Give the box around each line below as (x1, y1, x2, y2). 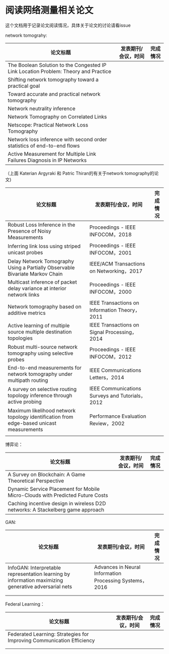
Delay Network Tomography (8, 257, 74, 265)
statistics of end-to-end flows (8, 142, 80, 149)
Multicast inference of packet (8, 278, 77, 285)
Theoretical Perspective (8, 477, 64, 484)
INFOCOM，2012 (89, 353, 132, 360)
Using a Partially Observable (8, 264, 75, 271)
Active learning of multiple (8, 322, 70, 329)
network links (8, 291, 40, 298)
